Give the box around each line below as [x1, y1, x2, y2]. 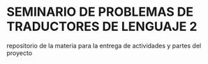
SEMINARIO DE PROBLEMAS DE [6, 4, 194, 20]
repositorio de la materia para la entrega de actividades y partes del [6, 41, 202, 50]
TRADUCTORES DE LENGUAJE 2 [6, 19, 198, 34]
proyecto [6, 49, 33, 57]
